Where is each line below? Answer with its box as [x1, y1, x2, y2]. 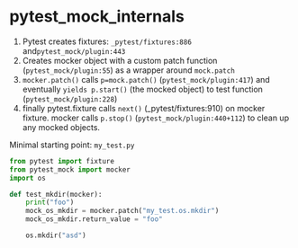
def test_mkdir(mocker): [9, 190, 103, 199]
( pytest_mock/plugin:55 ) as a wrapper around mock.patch [22, 65, 236, 75]
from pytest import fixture [9, 156, 115, 165]
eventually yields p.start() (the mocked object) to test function [22, 84, 264, 94]
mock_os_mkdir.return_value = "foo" [25, 215, 164, 224]
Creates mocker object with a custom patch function [22, 55, 218, 66]
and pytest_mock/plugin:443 [22, 45, 126, 56]
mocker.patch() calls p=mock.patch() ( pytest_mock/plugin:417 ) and [22, 74, 270, 84]
